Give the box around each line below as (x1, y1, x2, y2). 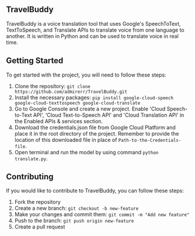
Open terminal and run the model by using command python (14, 148, 159, 155)
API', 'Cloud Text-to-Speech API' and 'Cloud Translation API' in (33, 111, 184, 119)
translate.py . (14, 155, 48, 162)
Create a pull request (14, 223, 65, 230)
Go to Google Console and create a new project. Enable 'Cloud (14, 105, 166, 112)
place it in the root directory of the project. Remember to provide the (14, 130, 179, 137)
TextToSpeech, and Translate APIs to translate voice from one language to (6, 26, 185, 33)
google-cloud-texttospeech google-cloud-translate (14, 100, 141, 106)
